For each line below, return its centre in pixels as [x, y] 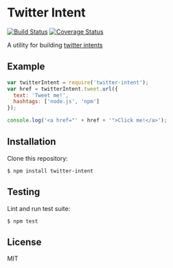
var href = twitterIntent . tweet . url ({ [62, 89]
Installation [32, 142]
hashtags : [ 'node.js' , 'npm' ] [56, 102]
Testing [24, 192]
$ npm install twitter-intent [50, 171]
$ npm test [23, 221]
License [24, 242]
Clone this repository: [38, 158]
